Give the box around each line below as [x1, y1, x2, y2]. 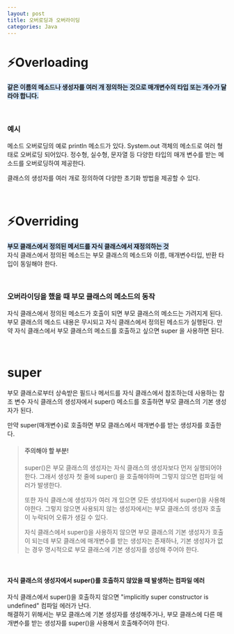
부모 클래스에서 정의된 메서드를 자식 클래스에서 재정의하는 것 [7, 241, 169, 251]
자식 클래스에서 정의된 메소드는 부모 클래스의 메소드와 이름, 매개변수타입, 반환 [7, 251, 217, 259]
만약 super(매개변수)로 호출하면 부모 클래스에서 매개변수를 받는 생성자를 [7, 420, 203, 429]
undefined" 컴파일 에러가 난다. [7, 601, 92, 610]
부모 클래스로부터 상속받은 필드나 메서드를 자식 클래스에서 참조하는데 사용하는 [7, 388, 218, 397]
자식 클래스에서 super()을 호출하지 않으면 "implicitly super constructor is [7, 593, 209, 601]
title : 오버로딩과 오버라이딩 [7, 17, 80, 24]
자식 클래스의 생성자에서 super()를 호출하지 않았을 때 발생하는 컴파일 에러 [7, 576, 205, 585]
